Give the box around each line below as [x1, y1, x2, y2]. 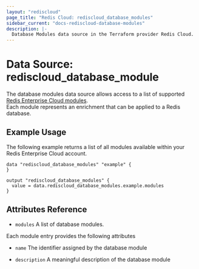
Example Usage [6, 127, 67, 138]
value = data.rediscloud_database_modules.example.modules [12, 182, 164, 188]
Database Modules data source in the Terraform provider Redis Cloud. [12, 32, 194, 38]
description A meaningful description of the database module [15, 256, 171, 263]
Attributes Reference [6, 204, 87, 215]
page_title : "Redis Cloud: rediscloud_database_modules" [6, 15, 153, 21]
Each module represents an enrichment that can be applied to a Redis [6, 104, 181, 111]
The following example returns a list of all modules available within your [6, 143, 185, 150]
